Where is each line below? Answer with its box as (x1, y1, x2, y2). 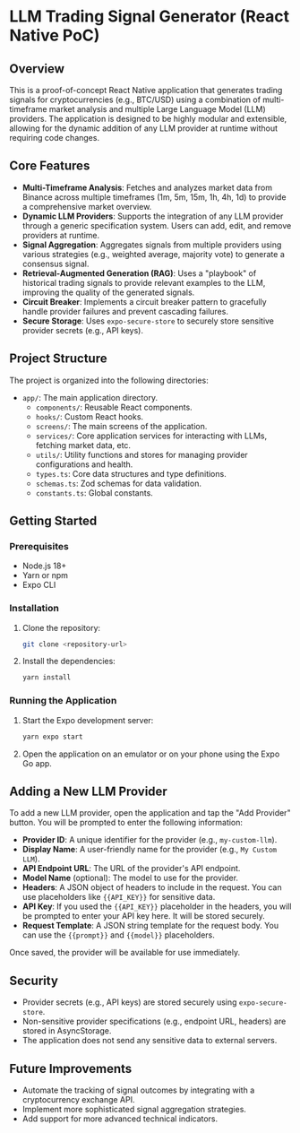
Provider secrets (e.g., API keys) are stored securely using (21, 997, 237, 1008)
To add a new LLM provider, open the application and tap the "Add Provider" (9, 808, 291, 818)
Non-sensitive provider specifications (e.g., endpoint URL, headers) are (21, 1016, 287, 1027)
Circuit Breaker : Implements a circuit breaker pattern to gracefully (21, 296, 267, 307)
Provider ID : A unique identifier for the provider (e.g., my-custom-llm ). (21, 835, 278, 845)
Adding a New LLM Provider (9, 783, 167, 799)
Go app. (21, 757, 52, 768)
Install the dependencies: (21, 656, 116, 667)
